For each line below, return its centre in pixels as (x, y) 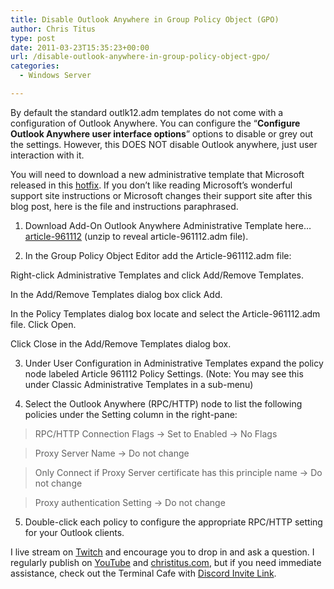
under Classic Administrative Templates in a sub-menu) (139, 384)
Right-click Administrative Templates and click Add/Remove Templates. (157, 275)
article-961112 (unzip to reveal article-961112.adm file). (136, 236)
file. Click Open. (43, 324)
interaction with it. (47, 155)
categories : (35, 66)
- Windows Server (55, 76)
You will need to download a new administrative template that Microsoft (157, 174)
